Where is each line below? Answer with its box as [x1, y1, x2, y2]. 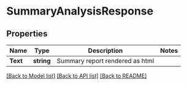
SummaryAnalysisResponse [6, 4, 154, 18]
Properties [6, 29, 48, 39]
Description [88, 47, 123, 55]
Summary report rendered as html [56, 56, 155, 65]
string [32, 56, 51, 65]
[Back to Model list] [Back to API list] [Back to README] [6, 72, 147, 80]
